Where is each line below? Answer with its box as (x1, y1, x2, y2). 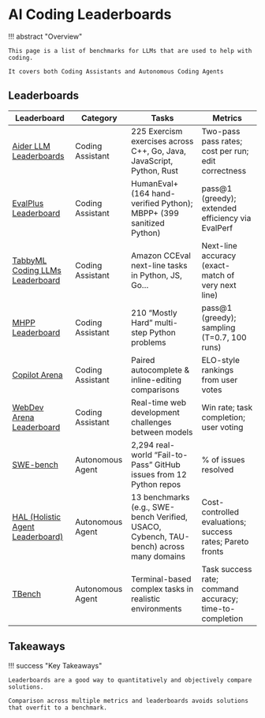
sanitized (131, 217, 165, 228)
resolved (201, 464, 234, 475)
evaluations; (201, 516, 247, 527)
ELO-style (201, 354, 241, 365)
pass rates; (201, 136, 243, 147)
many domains (131, 551, 185, 562)
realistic (131, 593, 160, 604)
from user (201, 374, 238, 385)
